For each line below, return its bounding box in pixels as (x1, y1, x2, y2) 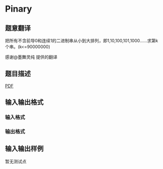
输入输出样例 (5, 145, 44, 153)
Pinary (5, 3, 33, 15)
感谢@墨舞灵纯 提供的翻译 (5, 54, 57, 60)
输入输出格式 (5, 98, 44, 106)
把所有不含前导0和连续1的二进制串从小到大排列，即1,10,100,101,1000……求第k (5, 38, 158, 43)
